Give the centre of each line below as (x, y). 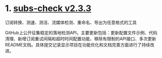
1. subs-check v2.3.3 (48, 8)
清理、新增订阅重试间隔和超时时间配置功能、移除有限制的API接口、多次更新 (81, 39)
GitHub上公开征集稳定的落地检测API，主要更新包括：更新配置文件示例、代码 (81, 32)
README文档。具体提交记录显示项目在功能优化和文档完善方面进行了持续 (78, 44)
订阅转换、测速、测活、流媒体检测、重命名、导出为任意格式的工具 (71, 22)
